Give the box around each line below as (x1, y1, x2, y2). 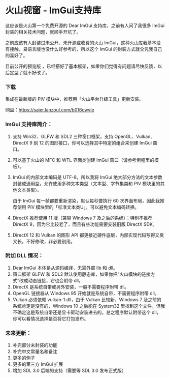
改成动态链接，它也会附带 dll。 (19, 277, 84, 283)
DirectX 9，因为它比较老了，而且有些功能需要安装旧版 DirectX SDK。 (12, 221, 157, 227)
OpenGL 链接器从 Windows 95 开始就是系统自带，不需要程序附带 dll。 (12, 290, 159, 296)
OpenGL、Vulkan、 (114, 133, 155, 139)
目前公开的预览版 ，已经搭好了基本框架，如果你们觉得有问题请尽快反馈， (5, 63, 158, 69)
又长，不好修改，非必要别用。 (12, 238, 75, 244)
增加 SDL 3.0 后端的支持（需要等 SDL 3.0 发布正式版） (12, 367, 127, 374)
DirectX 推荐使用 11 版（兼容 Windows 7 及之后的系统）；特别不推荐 (12, 215, 153, 221)
